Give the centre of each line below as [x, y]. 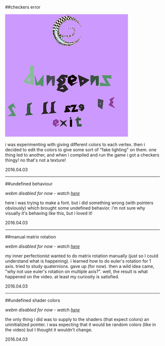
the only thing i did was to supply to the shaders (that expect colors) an [77, 319]
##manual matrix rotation [31, 237]
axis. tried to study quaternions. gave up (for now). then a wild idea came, [80, 266]
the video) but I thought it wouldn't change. [49, 330]
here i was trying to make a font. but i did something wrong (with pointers [79, 203]
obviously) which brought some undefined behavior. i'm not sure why [75, 208]
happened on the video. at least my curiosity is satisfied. [62, 277]
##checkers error [23, 7]
